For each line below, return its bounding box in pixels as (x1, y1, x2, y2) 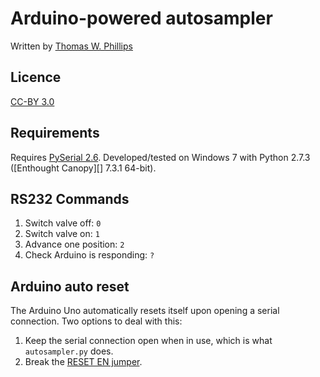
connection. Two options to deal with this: (10, 315, 183, 327)
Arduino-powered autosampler (10, 7, 273, 30)
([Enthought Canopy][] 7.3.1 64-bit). (10, 162, 157, 174)
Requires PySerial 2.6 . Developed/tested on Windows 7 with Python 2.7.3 (10, 151, 311, 163)
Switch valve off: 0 (24, 217, 102, 229)
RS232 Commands (10, 190, 130, 207)
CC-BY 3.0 (10, 95, 55, 107)
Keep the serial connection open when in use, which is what (24, 335, 273, 347)
